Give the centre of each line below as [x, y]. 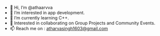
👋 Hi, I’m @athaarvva [31, 8]
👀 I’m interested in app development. [47, 13]
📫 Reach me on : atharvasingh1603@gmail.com [59, 28]
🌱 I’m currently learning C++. [39, 18]
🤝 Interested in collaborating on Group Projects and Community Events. [82, 23]
